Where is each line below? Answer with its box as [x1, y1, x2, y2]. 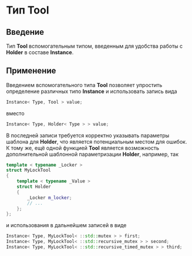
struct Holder [16, 184, 51, 190]
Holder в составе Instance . [6, 49, 74, 56]
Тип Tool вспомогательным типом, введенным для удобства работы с [6, 42, 183, 49]
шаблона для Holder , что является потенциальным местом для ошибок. [6, 138, 187, 145]
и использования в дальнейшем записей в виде [6, 222, 127, 229]
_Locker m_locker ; [27, 195, 72, 201]
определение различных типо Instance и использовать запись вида [6, 88, 177, 95]
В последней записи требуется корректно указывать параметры [6, 132, 170, 139]
